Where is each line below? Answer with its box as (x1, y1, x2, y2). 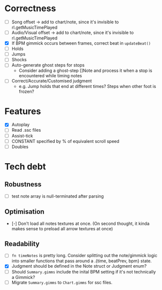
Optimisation (4, 207, 45, 216)
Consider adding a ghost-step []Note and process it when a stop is (18, 68, 152, 73)
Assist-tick (11, 133, 33, 138)
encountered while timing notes (18, 73, 82, 79)
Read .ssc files (11, 127, 41, 133)
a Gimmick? (11, 274, 35, 280)
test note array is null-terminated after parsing (11, 193, 104, 199)
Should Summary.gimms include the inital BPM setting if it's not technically (11, 269, 156, 274)
